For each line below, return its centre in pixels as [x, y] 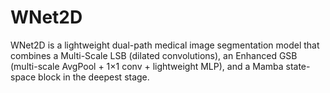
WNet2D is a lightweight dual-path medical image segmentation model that [165, 45]
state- [298, 66]
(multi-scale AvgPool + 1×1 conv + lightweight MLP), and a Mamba [147, 66]
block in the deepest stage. [94, 77]
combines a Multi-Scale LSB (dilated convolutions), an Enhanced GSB [154, 55]
